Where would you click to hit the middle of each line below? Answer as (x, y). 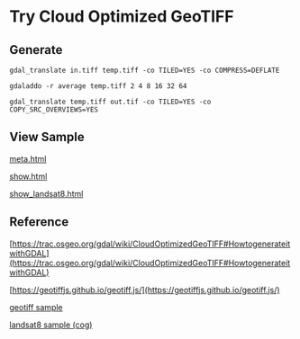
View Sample (47, 137)
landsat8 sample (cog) (51, 325)
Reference (39, 222)
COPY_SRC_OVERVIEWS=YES (54, 110)
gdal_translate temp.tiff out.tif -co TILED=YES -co (110, 102)
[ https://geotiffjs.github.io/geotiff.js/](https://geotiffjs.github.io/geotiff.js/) (145, 290)
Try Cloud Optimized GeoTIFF (122, 17)
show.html (28, 176)
